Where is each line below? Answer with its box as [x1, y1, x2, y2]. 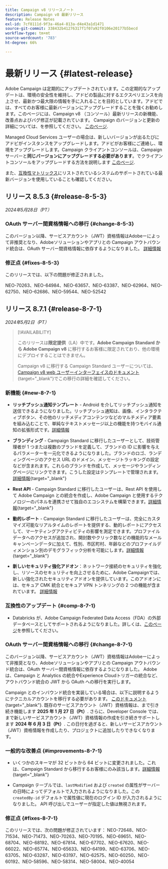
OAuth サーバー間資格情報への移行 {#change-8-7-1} [5, 641, 133, 648]
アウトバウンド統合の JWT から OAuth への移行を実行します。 [5, 679, 134, 685]
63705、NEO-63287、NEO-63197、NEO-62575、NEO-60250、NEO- [5, 852, 149, 858]
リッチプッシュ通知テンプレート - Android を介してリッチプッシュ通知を [12, 402, 162, 408]
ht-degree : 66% [5, 40, 37, 45]
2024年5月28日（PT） [5, 207, 52, 213]
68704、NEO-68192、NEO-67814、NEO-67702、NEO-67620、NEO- [5, 840, 149, 846]
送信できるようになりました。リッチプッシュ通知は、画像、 [12, 408, 136, 414]
